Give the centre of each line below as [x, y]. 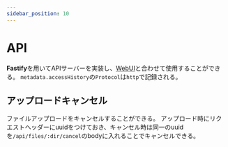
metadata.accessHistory [55, 77]
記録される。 [163, 76]
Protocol [108, 77]
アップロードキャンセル [57, 100]
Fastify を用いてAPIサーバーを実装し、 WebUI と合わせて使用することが [107, 68]
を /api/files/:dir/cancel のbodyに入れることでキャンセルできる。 [103, 136]
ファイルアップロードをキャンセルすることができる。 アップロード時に [108, 119]
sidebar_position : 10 [38, 14]
